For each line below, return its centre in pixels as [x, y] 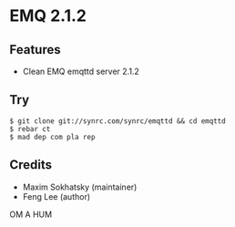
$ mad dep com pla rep [52, 137]
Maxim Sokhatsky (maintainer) [80, 187]
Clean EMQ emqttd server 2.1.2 [81, 71]
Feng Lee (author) [56, 196]
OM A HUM [31, 214]
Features [35, 50]
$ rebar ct [30, 129]
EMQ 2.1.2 [48, 16]
